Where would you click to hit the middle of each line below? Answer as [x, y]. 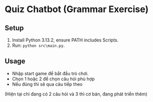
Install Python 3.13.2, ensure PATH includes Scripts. [65, 40]
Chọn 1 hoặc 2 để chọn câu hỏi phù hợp [53, 79]
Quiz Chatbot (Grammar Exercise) [77, 9]
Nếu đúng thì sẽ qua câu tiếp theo [47, 84]
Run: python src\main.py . [38, 45]
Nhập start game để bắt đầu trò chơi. [50, 73]
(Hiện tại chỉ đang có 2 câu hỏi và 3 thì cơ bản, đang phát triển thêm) [76, 94]
